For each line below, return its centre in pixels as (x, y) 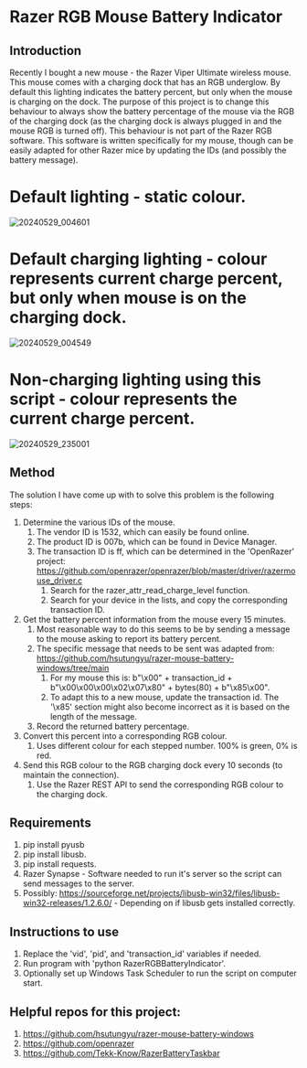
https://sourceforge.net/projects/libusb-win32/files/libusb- (169, 893)
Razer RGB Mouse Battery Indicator (146, 17)
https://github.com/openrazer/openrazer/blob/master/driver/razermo (166, 571)
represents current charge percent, (146, 278)
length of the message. (93, 716)
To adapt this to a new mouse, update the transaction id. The (164, 697)
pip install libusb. (54, 854)
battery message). (44, 160)
